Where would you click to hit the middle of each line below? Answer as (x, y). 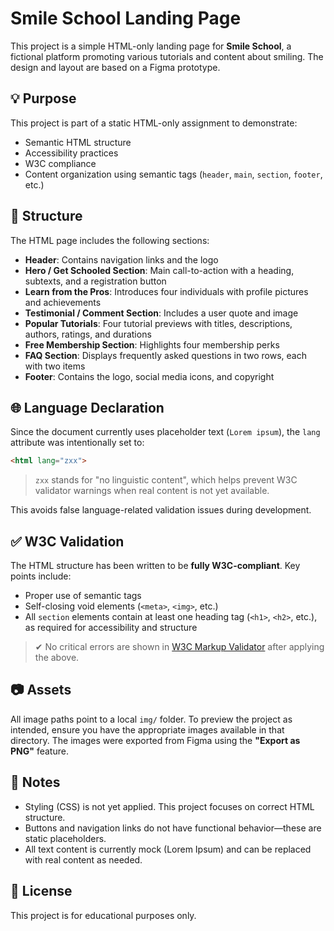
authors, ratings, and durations (88, 334)
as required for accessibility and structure (111, 628)
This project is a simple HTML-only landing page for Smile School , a (151, 46)
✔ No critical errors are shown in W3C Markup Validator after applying (179, 647)
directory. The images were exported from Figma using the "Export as (155, 740)
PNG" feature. (39, 751)
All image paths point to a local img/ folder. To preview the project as (151, 719)
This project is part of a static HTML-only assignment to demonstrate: (154, 123)
